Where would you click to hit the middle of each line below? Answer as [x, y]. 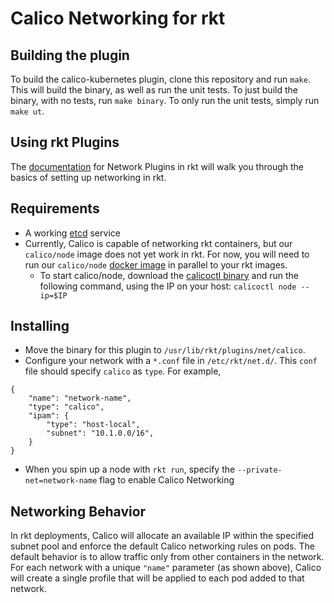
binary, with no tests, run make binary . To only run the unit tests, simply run [165, 100]
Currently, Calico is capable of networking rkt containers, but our [158, 243]
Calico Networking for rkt [118, 18]
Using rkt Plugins [65, 142]
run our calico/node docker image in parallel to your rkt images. [156, 264]
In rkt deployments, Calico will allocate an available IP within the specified [162, 536]
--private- [260, 470]
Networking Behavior [78, 511]
